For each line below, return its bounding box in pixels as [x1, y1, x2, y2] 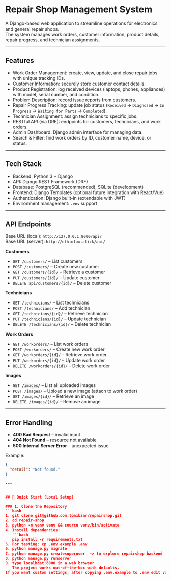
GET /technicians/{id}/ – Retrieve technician [12, 311, 108, 317]
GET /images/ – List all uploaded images [12, 382, 96, 389]
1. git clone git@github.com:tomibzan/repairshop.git [5, 513, 122, 518]
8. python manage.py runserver [5, 556, 72, 561]
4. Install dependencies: [5, 527, 60, 533]
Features [5, 56, 34, 65]
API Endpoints [5, 219, 51, 228]
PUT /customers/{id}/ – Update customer [12, 274, 100, 281]
